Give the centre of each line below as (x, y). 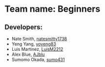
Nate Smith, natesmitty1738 (39, 39)
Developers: (23, 27)
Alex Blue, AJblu (28, 54)
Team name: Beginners (52, 9)
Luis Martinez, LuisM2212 (37, 49)
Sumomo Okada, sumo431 (38, 59)
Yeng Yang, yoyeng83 (34, 44)
